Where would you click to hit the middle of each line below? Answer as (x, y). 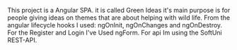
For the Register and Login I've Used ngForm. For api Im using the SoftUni (115, 32)
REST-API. (22, 40)
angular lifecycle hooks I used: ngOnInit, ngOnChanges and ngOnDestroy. (115, 25)
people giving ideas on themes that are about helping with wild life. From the (119, 18)
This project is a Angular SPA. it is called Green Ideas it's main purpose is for (119, 10)
